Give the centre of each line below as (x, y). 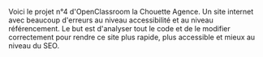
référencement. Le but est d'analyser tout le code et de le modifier (119, 28)
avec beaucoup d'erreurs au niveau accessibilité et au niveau (111, 20)
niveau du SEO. (34, 46)
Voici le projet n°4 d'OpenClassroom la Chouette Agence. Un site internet (131, 12)
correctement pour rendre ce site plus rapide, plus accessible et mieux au (132, 37)
